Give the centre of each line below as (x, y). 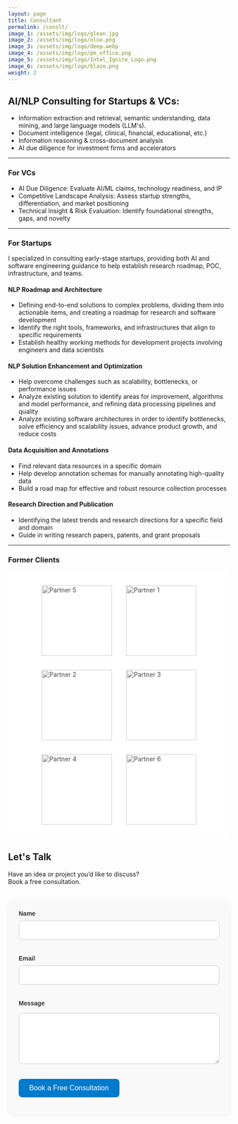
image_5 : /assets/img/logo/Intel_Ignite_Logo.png (82, 60)
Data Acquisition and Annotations (58, 450)
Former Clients (34, 560)
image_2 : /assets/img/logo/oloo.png (62, 40)
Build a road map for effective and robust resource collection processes (123, 488)
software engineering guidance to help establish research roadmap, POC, (115, 265)
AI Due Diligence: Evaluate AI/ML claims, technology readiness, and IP (120, 188)
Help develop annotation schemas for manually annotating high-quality (121, 473)
